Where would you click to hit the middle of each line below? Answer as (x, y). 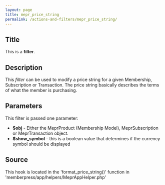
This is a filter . (20, 52)
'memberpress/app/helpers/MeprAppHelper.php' (56, 177)
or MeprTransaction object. (40, 133)
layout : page (19, 10)
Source (17, 160)
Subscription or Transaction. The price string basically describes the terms (82, 85)
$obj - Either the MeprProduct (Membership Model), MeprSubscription (85, 128)
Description (24, 68)
